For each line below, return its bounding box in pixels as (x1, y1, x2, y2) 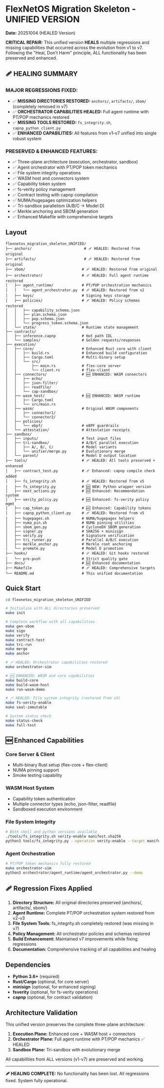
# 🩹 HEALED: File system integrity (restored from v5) (5, 696, 121, 701)
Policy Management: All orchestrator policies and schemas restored (12, 931, 150, 937)
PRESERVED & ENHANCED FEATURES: (5, 148, 98, 154)
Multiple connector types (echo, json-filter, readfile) (12, 801, 116, 807)
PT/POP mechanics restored (12, 114, 70, 120)
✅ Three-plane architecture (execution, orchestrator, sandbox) (12, 159, 138, 165)
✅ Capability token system (12, 181, 66, 187)
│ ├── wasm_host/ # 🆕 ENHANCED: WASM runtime (5, 393, 141, 398)
